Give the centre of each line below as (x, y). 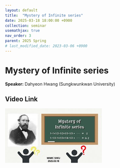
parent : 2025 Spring (26, 41)
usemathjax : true (22, 31)
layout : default (21, 10)
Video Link (21, 99)
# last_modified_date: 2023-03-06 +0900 (46, 46)
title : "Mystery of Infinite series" (44, 15)
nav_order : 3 (18, 36)
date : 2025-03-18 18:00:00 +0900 (39, 20)
